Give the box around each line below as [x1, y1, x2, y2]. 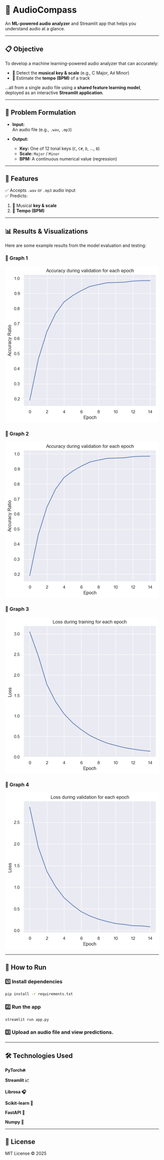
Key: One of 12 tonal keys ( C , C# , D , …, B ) [19, 145, 100, 151]
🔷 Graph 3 [5, 606, 29, 613]
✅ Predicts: [5, 193, 28, 199]
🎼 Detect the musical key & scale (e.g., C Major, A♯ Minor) [12, 70, 130, 76]
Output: [12, 136, 28, 142]
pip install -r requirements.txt [5, 992, 73, 997]
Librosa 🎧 [5, 1089, 27, 1095]
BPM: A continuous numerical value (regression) [19, 156, 117, 161]
